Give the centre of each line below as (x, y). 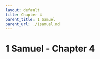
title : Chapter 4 (24, 15)
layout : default (22, 10)
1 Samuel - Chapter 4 (50, 49)
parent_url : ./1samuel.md (32, 24)
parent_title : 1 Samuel (30, 19)
